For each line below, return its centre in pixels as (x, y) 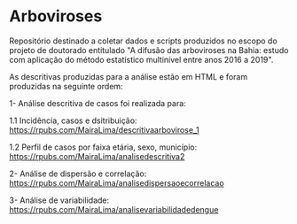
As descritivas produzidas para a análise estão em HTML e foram (129, 76)
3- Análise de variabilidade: (59, 200)
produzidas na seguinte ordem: (66, 86)
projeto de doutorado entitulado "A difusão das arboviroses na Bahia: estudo (149, 50)
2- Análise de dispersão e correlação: (78, 174)
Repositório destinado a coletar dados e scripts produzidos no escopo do (143, 41)
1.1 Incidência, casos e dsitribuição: (73, 120)
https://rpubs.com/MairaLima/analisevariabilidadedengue (114, 209)
